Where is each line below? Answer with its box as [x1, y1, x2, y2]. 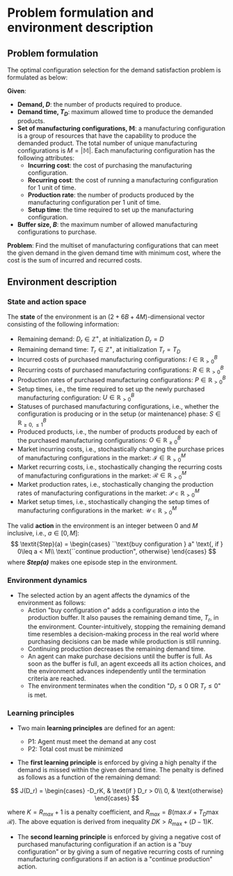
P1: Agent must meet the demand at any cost [27, 737, 156, 746]
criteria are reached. [27, 674, 86, 683]
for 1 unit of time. [27, 183, 77, 191]
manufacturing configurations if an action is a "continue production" [17, 854, 214, 863]
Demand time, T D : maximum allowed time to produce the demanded [17, 108, 214, 118]
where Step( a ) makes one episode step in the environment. [7, 558, 178, 566]
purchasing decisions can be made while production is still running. [27, 637, 221, 646]
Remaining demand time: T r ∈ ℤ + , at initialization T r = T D [17, 343, 181, 355]
